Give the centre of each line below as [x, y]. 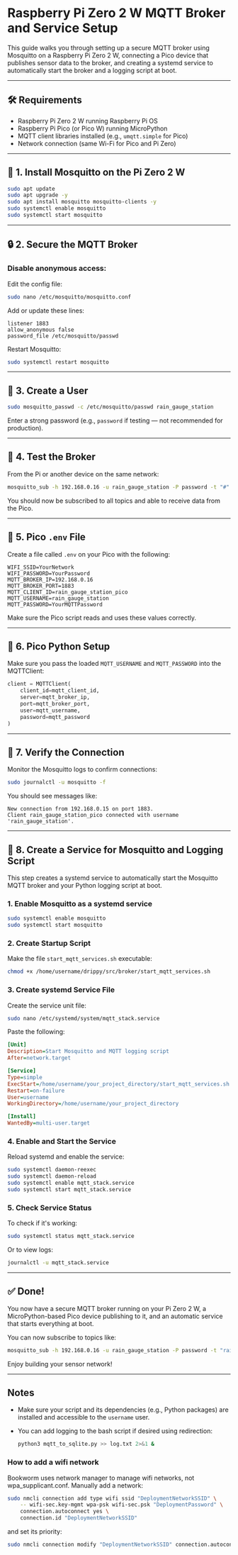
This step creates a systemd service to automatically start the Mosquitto [113, 878]
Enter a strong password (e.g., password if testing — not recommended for [115, 420]
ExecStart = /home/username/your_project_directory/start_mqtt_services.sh [119, 1084]
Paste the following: [36, 1032]
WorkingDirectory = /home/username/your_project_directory [93, 1104]
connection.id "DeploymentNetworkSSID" [79, 1518]
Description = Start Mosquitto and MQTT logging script [89, 1052]
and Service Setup [63, 28]
